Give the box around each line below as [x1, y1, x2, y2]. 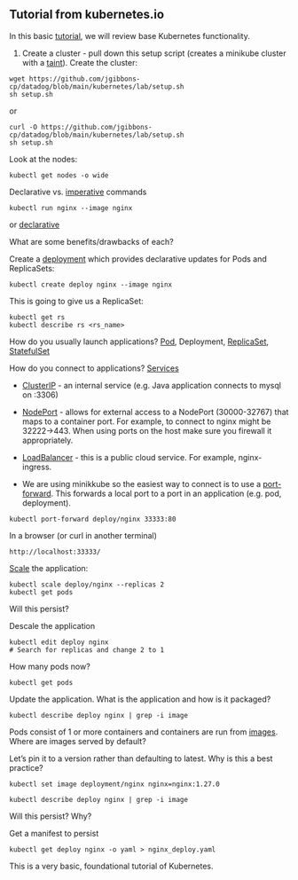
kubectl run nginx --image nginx [9, 203, 133, 212]
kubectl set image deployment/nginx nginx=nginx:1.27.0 [9, 780, 220, 789]
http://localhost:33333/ [9, 547, 101, 556]
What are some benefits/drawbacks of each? [9, 236, 175, 247]
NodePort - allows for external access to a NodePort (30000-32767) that [21, 406, 289, 417]
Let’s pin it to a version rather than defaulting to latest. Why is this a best [9, 753, 273, 764]
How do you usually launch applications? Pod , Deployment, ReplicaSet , [9, 336, 269, 347]
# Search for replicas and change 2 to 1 [9, 645, 165, 655]
